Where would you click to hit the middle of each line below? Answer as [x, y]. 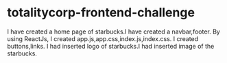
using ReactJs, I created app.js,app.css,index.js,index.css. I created [103, 38]
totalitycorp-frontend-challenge [101, 13]
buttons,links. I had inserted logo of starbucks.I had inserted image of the [111, 46]
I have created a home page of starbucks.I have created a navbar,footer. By [114, 32]
